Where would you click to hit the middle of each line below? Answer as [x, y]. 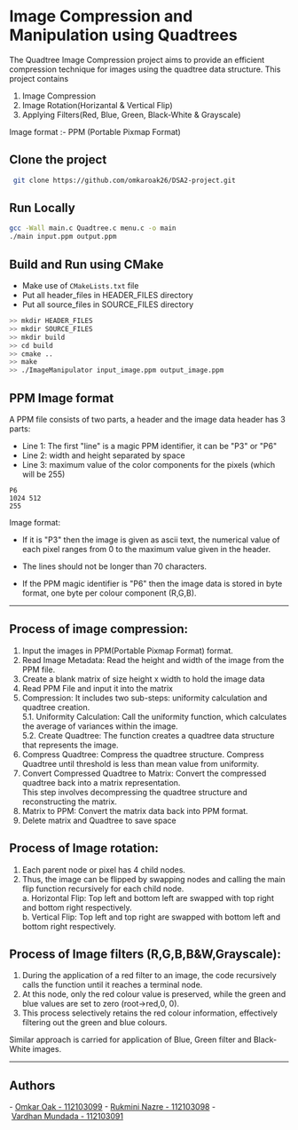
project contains [39, 78]
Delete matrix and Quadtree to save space [99, 820]
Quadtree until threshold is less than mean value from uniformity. [141, 763]
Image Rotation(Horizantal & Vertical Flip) [97, 105]
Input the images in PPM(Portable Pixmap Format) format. [127, 651]
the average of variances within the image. [100, 726]
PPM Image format [62, 398]
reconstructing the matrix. [70, 802]
